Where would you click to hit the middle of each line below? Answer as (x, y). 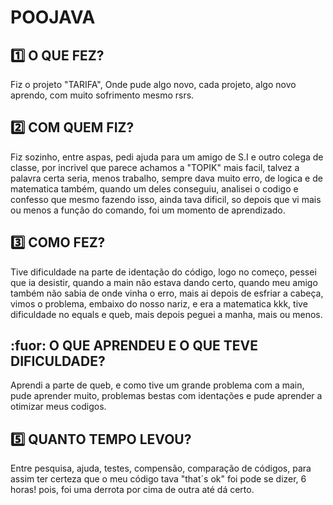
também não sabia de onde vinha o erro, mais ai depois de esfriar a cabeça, (167, 293)
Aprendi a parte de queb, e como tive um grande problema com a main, (157, 385)
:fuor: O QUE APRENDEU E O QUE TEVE (134, 346)
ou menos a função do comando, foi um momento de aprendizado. (148, 210)
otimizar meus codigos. (58, 407)
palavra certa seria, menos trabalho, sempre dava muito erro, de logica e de (166, 178)
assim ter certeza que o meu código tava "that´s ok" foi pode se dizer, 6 (158, 479)
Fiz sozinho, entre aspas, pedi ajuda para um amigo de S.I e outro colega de (167, 157)
